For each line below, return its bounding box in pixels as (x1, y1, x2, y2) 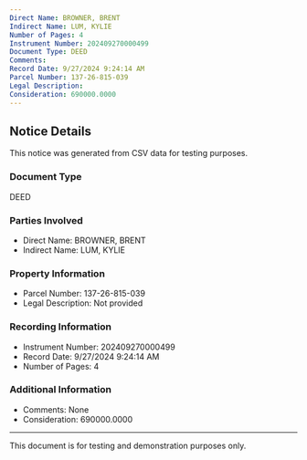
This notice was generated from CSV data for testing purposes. (9, 148, 249, 159)
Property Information (9, 267, 105, 279)
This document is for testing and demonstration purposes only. (9, 440, 247, 451)
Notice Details (9, 123, 91, 139)
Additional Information (9, 383, 112, 396)
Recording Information (9, 320, 112, 333)
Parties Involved (9, 214, 84, 226)
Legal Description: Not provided (22, 298, 143, 308)
